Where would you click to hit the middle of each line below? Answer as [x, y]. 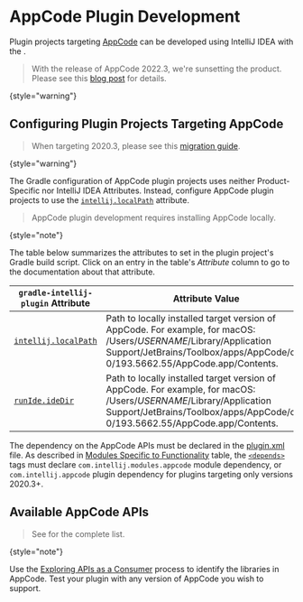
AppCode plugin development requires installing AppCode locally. [154, 218]
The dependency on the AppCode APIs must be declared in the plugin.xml [147, 445]
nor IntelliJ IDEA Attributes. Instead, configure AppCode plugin [158, 190]
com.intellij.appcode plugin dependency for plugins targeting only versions [151, 474]
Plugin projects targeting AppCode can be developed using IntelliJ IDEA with [151, 42]
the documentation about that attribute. [83, 272]
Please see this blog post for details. [99, 78]
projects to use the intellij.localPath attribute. [99, 199]
